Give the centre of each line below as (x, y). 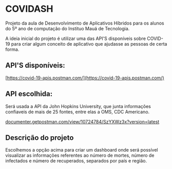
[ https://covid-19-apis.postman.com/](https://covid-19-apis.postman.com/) (85, 78)
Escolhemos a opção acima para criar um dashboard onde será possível (82, 150)
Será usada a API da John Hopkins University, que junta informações (78, 106)
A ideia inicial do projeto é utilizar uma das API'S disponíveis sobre (76, 38)
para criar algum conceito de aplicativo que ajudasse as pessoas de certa (89, 44)
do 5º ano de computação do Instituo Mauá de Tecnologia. (68, 28)
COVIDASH (29, 9)
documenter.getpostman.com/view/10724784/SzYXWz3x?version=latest (82, 121)
